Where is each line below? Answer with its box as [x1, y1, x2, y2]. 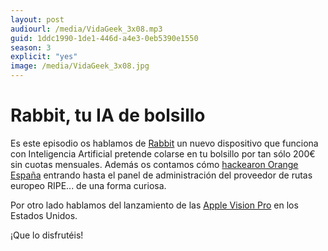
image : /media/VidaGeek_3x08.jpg [10, 61, 150, 71]
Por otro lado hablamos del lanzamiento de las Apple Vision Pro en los [10, 199, 299, 211]
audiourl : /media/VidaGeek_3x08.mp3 [10, 24, 163, 34]
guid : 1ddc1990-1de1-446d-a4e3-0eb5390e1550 [10, 33, 199, 43]
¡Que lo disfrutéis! [10, 229, 84, 241]
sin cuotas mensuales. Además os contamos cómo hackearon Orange [10, 158, 299, 170]
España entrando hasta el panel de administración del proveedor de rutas [10, 169, 313, 181]
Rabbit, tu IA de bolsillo [10, 104, 206, 127]
